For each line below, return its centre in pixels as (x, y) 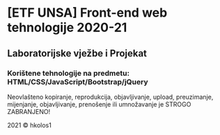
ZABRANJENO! (29, 111)
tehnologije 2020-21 (67, 27)
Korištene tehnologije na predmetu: (69, 73)
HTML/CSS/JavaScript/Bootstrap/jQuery (78, 81)
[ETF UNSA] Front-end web (87, 13)
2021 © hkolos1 (30, 125)
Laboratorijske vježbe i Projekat (77, 53)
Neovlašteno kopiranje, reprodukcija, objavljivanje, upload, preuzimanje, (110, 97)
